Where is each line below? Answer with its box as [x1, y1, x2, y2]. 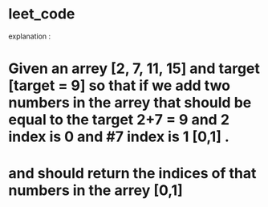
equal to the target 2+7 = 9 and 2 [8, 111, 230, 129]
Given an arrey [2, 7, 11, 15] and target [8, 59, 261, 78]
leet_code [8, 5, 75, 23]
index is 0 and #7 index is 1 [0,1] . [8, 128, 230, 146]
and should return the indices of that [8, 164, 257, 183]
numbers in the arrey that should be [8, 94, 252, 112]
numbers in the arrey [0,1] [8, 181, 183, 200]
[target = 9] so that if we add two [8, 77, 231, 95]
